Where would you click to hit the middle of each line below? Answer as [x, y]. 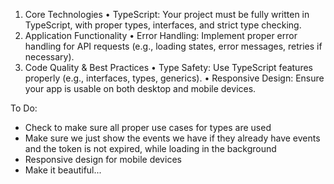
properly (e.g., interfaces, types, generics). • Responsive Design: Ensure [174, 78]
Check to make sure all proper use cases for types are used [148, 127]
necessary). [49, 57]
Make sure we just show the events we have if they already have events [172, 138]
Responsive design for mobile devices [103, 159]
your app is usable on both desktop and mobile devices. [140, 88]
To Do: [24, 108]
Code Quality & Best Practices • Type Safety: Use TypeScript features [168, 67]
